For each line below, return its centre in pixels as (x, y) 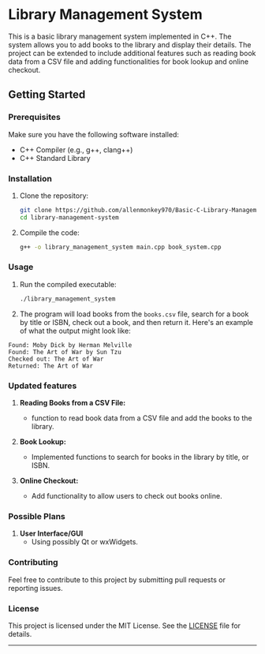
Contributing (33, 562)
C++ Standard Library (55, 158)
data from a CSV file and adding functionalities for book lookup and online (129, 62)
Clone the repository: (54, 196)
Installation (30, 178)
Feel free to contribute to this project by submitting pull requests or (117, 579)
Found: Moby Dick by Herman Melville (70, 345)
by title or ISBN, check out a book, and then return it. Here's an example (136, 322)
